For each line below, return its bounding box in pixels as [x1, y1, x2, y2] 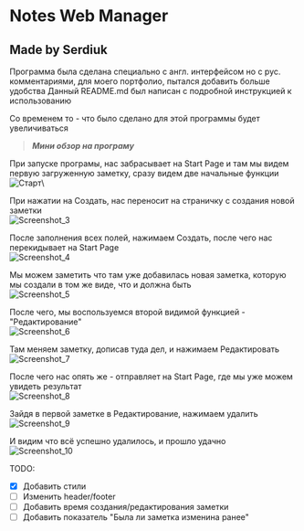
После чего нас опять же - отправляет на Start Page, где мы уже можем [9, 371, 294, 382]
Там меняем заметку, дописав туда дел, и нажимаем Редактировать [9, 344, 280, 355]
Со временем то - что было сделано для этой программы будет [9, 113, 260, 123]
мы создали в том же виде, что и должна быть [9, 280, 192, 290]
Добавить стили [22, 481, 87, 492]
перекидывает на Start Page [9, 242, 120, 252]
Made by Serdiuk [9, 42, 108, 58]
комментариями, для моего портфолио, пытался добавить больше [9, 76, 271, 87]
